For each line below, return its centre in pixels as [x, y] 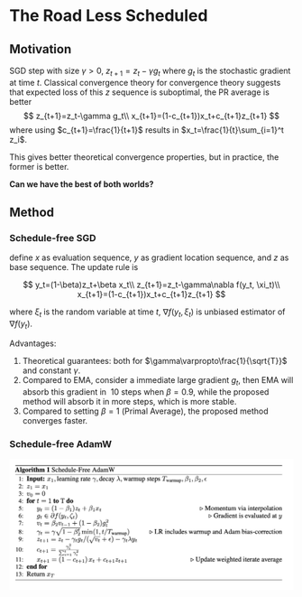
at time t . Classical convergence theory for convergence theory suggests [145, 82]
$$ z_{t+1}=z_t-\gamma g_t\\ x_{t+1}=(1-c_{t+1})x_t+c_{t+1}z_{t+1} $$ [151, 116]
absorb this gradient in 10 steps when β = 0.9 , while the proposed [146, 392]
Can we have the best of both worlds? [82, 184]
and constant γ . [51, 370]
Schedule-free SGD [53, 238]
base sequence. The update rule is [74, 267]
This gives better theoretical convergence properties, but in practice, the [144, 157]
